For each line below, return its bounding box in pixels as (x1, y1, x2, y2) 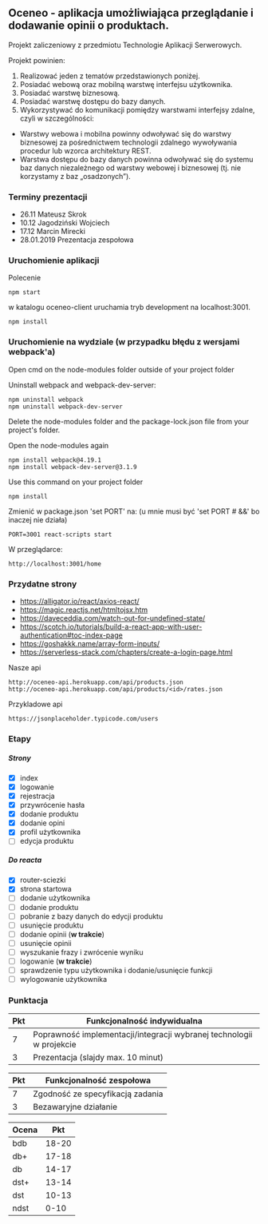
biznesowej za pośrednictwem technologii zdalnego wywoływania (19, 137, 238, 147)
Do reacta (8, 855, 42, 864)
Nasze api (8, 663, 41, 672)
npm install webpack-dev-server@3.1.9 (8, 463, 137, 471)
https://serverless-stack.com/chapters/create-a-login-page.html (19, 647, 233, 657)
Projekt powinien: (8, 55, 65, 65)
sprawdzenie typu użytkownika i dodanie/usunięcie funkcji (19, 965, 213, 975)
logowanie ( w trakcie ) (19, 956, 93, 966)
